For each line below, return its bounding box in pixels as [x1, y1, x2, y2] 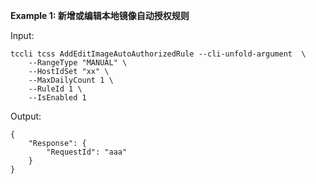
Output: [10, 110, 42, 122]
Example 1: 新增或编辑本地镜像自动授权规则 [10, 10, 190, 21]
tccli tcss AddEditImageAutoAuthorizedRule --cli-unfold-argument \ [10, 49, 307, 59]
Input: [10, 30, 35, 41]
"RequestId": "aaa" [46, 147, 128, 157]
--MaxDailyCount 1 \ [28, 75, 114, 85]
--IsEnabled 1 [28, 93, 87, 103]
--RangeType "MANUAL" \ [28, 58, 128, 68]
